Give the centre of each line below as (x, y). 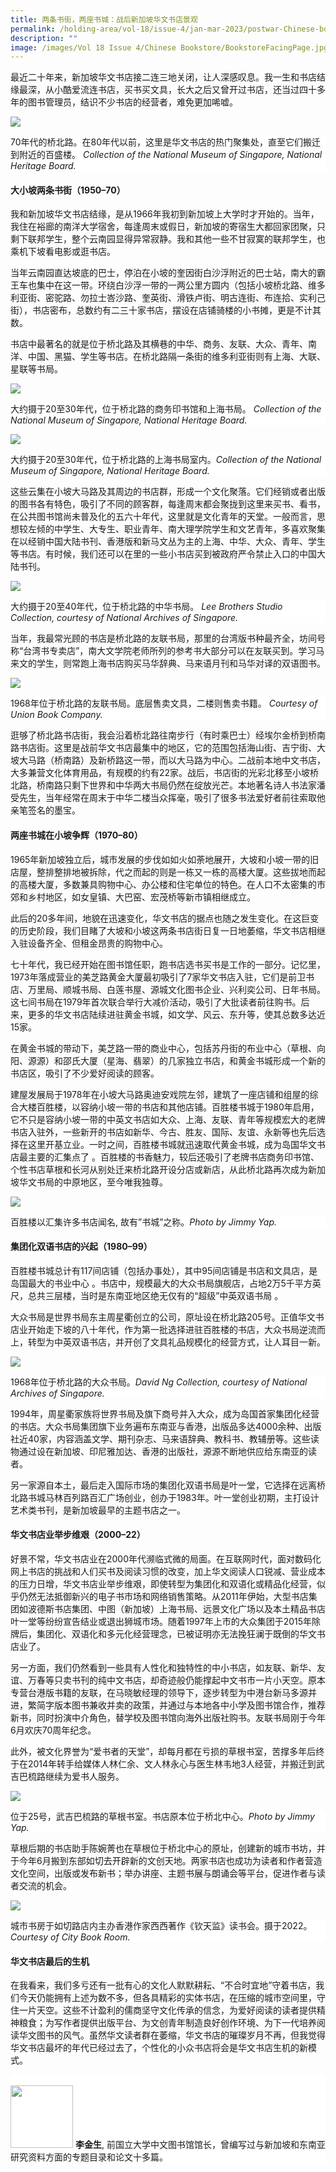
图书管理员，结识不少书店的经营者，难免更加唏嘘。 (132, 102)
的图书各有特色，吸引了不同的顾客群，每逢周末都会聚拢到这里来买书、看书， (168, 504)
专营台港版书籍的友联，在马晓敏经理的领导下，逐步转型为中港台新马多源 (159, 1693)
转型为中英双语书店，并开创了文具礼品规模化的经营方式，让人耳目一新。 (176, 1342)
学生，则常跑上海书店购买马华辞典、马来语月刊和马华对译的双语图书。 (181, 663)
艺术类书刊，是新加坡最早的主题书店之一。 (98, 1510)
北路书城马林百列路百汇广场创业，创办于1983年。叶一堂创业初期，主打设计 (165, 1497)
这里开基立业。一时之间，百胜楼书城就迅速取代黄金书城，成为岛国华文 (172, 1144)
